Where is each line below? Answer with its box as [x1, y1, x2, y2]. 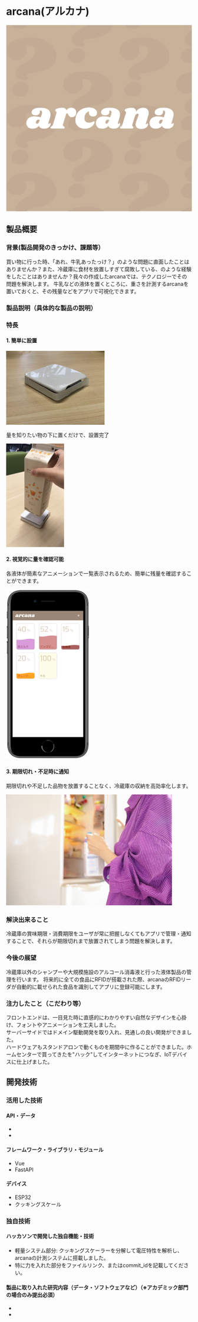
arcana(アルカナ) [6, 5, 90, 18]
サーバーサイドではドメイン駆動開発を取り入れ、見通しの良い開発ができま [6, 1028, 187, 1035]
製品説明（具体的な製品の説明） [6, 304, 97, 312]
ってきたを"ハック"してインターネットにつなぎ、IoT [47, 1051, 172, 1058]
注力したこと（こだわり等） [6, 999, 85, 1008]
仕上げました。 [16, 1058, 53, 1065]
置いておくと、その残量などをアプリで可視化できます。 [6, 287, 140, 295]
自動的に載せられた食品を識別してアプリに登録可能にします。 [16, 983, 166, 990]
